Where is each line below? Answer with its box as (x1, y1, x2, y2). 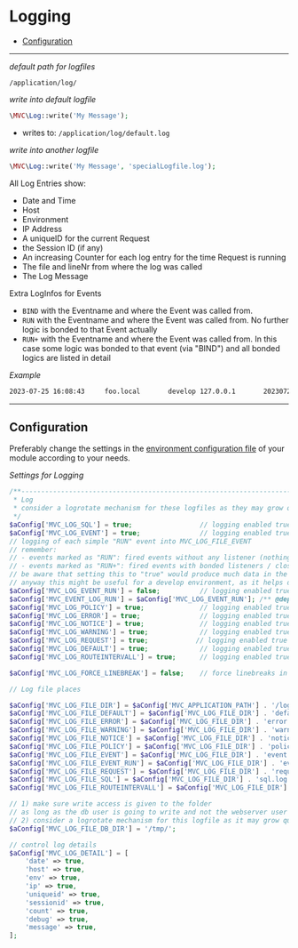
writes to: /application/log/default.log (21, 127, 170, 138)
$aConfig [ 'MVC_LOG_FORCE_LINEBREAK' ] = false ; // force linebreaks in (9, 669, 288, 678)
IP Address (21, 223, 63, 234)
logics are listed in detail (21, 352, 111, 363)
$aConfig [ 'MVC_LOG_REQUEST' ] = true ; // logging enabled (9, 636, 268, 646)
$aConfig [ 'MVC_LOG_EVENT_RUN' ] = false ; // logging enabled (9, 586, 272, 595)
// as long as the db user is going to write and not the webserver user (9, 807, 288, 816)
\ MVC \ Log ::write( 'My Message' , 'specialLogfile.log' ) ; (9, 162, 216, 171)
